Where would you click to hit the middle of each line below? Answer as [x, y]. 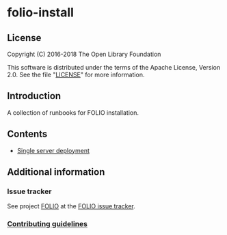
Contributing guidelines [47, 224]
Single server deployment [53, 150]
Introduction [34, 96]
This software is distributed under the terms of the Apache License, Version [114, 67]
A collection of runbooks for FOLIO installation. [73, 112]
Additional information [56, 172]
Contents [27, 134]
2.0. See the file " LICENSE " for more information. [76, 74]
